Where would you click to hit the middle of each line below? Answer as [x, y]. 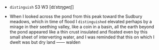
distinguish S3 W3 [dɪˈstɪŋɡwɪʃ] [42, 7]
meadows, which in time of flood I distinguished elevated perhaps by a [81, 22]
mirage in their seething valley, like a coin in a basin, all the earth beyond [82, 27]
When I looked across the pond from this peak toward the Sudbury [76, 16]
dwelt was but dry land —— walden [45, 42]
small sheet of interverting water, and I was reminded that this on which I [82, 37]
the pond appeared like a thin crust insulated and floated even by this [79, 32]
